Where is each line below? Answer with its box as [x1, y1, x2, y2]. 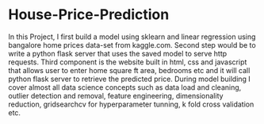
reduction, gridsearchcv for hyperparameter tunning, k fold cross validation [8, 99, 254, 109]
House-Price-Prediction [8, 6, 170, 24]
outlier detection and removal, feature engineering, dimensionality [8, 91, 224, 100]
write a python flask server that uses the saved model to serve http [8, 48, 228, 58]
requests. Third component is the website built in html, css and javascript [8, 57, 247, 67]
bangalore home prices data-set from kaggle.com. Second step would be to [8, 40, 256, 49]
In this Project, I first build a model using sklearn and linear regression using [8, 32, 256, 41]
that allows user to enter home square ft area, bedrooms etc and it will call [8, 65, 251, 75]
